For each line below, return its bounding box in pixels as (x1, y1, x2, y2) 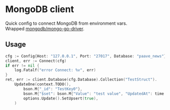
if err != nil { (5, 63, 39, 68)
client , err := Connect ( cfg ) (5, 58, 67, 64)
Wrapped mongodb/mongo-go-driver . (5, 25, 84, 31)
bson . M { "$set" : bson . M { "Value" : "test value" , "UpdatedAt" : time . (23, 91, 166, 96)
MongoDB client (5, 4, 74, 15)
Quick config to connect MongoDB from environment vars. (5, 20, 127, 26)
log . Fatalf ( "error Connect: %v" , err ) (14, 68, 96, 73)
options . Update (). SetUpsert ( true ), (23, 96, 99, 101)
